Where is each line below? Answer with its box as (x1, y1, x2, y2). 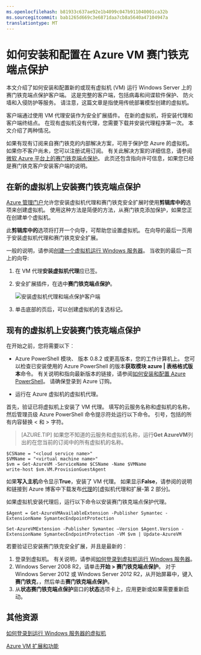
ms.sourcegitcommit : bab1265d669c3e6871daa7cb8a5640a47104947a (6, 14, 169, 20)
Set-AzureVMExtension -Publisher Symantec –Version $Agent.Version (6, 525, 179, 532)
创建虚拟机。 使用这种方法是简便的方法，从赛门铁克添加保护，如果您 (16, 206, 187, 214)
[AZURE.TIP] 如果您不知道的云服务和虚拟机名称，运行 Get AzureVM (20, 431, 188, 438)
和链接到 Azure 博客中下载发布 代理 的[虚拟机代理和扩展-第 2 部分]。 (6, 485, 173, 492)
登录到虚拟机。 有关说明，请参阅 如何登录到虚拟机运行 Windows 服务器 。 (14, 555, 196, 562)
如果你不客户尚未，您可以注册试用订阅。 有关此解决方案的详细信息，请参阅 (6, 147, 193, 154)
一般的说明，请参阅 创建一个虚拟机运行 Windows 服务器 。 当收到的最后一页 (6, 247, 192, 254)
